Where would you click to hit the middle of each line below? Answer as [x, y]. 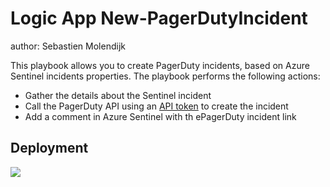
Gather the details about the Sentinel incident [118, 95]
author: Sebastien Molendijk [68, 46]
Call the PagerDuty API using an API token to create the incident [156, 106]
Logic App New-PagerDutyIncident [159, 18]
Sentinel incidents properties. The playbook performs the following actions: [165, 76]
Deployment [49, 148]
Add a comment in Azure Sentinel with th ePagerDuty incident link [160, 116]
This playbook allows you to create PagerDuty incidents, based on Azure [160, 65]
